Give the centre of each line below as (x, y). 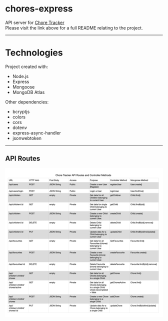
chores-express (39, 9)
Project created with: (27, 66)
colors (19, 117)
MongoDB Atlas (28, 92)
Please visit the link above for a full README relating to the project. (74, 27)
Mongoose (23, 87)
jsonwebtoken (27, 138)
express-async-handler (36, 132)
